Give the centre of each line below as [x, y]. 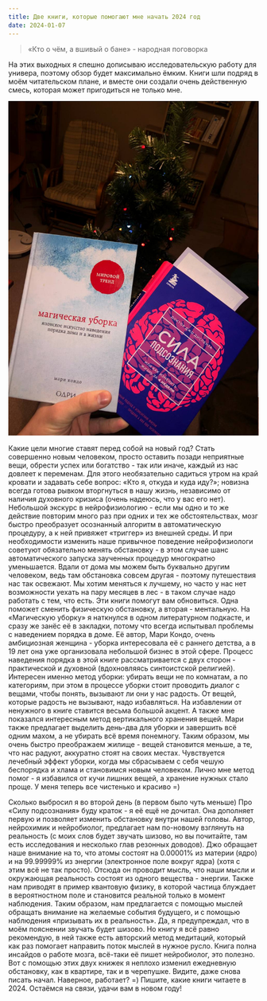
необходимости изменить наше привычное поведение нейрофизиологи [131, 541]
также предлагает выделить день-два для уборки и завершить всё [122, 727]
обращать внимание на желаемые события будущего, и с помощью [124, 912]
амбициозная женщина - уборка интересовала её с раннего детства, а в [132, 643]
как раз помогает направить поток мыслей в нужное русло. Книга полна [132, 946]
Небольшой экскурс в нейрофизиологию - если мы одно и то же [118, 507]
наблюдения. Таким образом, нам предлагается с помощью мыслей [126, 903]
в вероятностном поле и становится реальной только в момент [117, 895]
